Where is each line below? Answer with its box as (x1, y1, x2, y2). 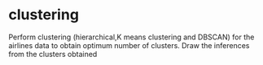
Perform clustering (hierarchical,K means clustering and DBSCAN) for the (8, 32, 255, 42)
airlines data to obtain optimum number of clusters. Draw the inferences (8, 40, 250, 50)
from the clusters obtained (8, 49, 98, 59)
